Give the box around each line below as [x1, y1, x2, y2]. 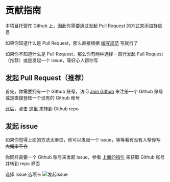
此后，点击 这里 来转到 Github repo [5, 106, 79, 112]
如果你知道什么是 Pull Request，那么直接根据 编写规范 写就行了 [5, 39, 138, 46]
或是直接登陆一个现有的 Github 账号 [5, 94, 80, 100]
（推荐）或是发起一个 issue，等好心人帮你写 [5, 57, 99, 63]
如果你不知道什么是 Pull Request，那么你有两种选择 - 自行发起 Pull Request [5, 51, 163, 57]
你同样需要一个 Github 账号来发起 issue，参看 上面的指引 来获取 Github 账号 [5, 154, 165, 160]
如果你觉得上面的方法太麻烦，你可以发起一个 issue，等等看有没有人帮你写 [5, 136, 161, 143]
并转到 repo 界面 [5, 160, 40, 167]
